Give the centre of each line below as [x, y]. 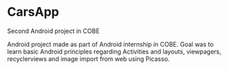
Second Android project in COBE [53, 31]
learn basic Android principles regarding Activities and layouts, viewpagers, [114, 51]
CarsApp [33, 12]
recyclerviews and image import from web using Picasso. [89, 58]
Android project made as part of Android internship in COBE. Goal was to [111, 44]
